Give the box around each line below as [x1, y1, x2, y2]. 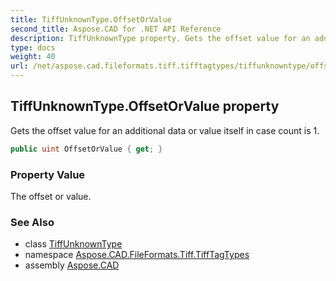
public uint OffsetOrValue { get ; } [10, 144, 163, 154]
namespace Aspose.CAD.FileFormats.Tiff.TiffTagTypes [24, 249, 250, 261]
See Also [10, 215, 55, 229]
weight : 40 [10, 52, 56, 62]
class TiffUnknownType [24, 238, 123, 250]
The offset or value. [10, 190, 92, 202]
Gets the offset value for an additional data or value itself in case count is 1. [10, 124, 320, 136]
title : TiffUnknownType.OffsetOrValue [10, 14, 172, 25]
